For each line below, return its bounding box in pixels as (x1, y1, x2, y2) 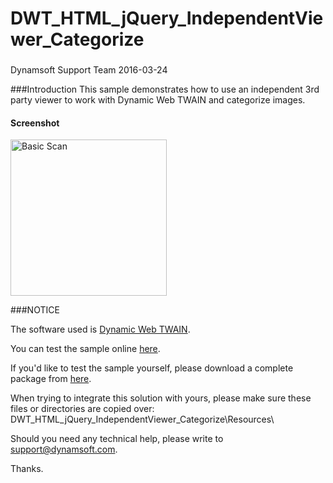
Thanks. (10, 463, 44, 475)
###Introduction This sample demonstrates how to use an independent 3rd (10, 83, 320, 96)
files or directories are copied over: (10, 403, 155, 415)
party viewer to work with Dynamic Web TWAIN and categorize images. (10, 94, 306, 106)
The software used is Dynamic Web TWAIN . (10, 323, 191, 336)
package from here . (10, 373, 92, 385)
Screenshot (10, 117, 60, 129)
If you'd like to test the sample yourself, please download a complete (10, 362, 294, 374)
